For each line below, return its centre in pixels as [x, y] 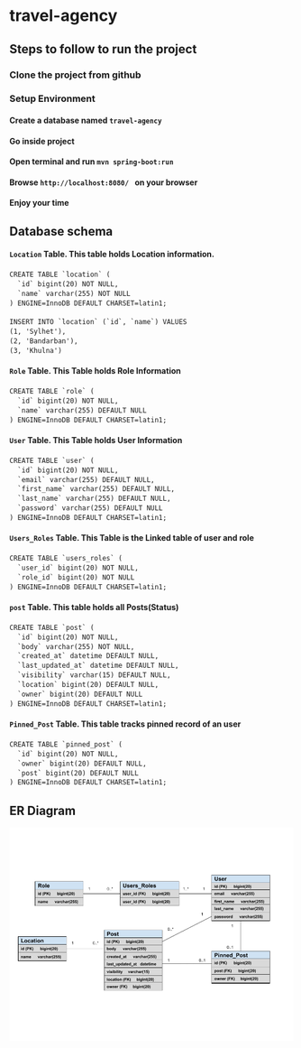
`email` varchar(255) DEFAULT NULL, [86, 479]
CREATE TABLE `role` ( [52, 392]
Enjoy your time [39, 203]
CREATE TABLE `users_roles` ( [66, 559]
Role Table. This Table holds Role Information [96, 371]
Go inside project [42, 141]
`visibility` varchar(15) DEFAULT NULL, [94, 675]
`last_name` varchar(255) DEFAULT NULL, [94, 499]
